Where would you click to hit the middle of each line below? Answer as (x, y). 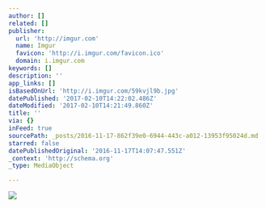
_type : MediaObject (41, 166)
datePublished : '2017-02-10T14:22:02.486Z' (83, 98)
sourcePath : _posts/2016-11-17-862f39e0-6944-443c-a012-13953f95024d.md (133, 135)
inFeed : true (30, 128)
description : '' (36, 76)
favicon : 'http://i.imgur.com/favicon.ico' (90, 53)
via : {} (21, 121)
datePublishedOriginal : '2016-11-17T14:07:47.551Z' (97, 151)
